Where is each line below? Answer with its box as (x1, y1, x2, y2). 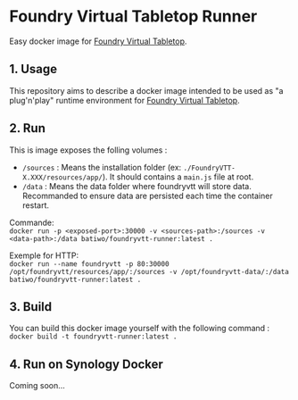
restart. (21, 199, 49, 211)
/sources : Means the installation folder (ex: (21, 162, 182, 172)
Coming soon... (9, 380, 65, 391)
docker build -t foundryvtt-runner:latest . (9, 332, 178, 341)
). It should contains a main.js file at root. (102, 171, 254, 182)
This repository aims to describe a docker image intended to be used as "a (9, 85, 284, 96)
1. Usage (9, 62, 58, 77)
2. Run (9, 121, 46, 136)
